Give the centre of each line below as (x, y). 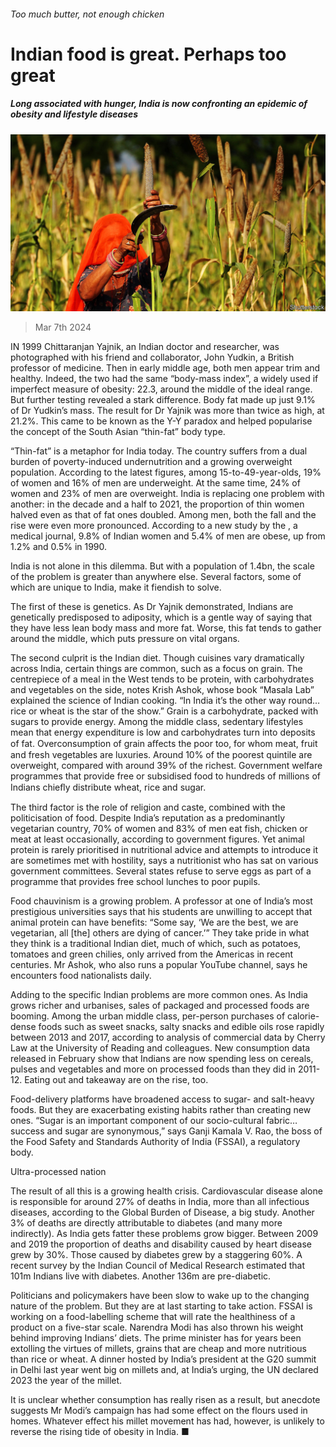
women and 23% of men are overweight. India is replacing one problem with (167, 494)
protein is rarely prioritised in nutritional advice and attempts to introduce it (164, 850)
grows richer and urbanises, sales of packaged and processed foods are (160, 1006)
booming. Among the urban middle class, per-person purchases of (148, 1016)
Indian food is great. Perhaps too (148, 54)
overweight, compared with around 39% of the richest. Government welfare (166, 766)
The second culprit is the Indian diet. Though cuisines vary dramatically (157, 658)
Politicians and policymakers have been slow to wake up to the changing (160, 1296)
